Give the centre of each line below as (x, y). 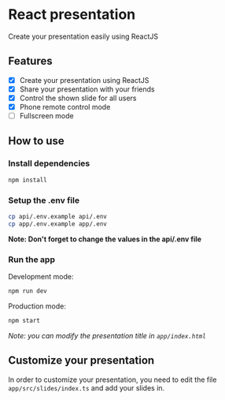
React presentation (72, 15)
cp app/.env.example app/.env (58, 224)
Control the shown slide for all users (78, 98)
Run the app (31, 260)
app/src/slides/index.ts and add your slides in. (87, 387)
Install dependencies (49, 163)
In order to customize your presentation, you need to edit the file (112, 379)
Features (30, 61)
